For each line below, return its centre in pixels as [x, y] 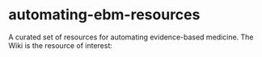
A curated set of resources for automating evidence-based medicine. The [131, 37]
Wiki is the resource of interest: [61, 45]
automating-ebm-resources [104, 15]
